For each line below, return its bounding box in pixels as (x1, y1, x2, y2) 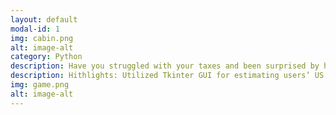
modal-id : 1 (10, 24, 60, 34)
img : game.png (10, 80, 70, 90)
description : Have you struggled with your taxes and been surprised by (10, 61, 320, 71)
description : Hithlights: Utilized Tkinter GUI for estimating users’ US (10, 71, 325, 81)
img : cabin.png (10, 33, 74, 43)
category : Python (10, 52, 83, 62)
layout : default (10, 14, 78, 25)
